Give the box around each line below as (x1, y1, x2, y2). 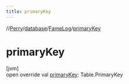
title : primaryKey (6, 8, 51, 15)
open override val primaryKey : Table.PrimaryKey (6, 71, 123, 78)
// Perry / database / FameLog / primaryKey (6, 25, 101, 32)
